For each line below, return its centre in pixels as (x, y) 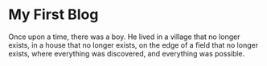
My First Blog (53, 15)
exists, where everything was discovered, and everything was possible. (127, 53)
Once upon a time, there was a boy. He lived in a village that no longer (124, 37)
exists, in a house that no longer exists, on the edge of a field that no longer (133, 45)
